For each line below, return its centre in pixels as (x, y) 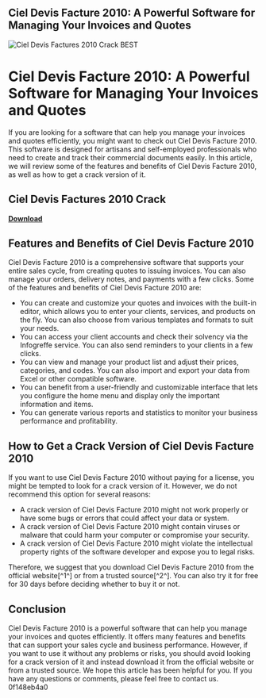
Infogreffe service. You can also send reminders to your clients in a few (136, 345)
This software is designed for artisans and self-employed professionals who (133, 149)
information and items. (56, 405)
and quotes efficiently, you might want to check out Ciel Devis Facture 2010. (133, 140)
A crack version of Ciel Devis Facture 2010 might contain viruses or (130, 527)
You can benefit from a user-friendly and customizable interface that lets (139, 387)
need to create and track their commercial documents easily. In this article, (130, 157)
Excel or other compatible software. (78, 379)
